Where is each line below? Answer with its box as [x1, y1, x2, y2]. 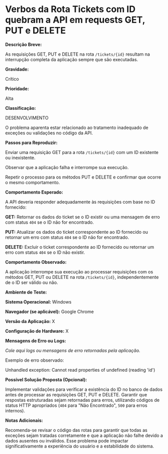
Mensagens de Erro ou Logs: [5, 338, 66, 344]
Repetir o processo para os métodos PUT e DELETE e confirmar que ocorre [5, 174, 161, 180]
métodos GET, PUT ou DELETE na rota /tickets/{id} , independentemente [5, 274, 159, 280]
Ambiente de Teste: [5, 289, 47, 295]
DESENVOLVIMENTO [5, 114, 49, 121]
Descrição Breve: [5, 41, 42, 47]
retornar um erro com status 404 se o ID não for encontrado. [5, 234, 129, 240]
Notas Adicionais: [5, 417, 44, 423]
